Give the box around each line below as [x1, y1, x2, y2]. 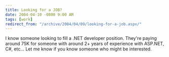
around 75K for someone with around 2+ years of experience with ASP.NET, [5, 41, 164, 47]
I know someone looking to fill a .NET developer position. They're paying [5, 35, 157, 41]
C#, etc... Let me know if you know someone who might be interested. [5, 46, 152, 52]
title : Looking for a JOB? [5, 7, 62, 13]
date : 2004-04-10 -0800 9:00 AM [5, 12, 74, 17]
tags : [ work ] [5, 17, 33, 22]
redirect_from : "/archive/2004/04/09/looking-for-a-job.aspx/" [5, 21, 142, 27]
